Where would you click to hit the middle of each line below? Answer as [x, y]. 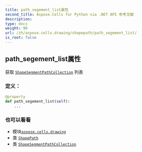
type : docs [16, 24]
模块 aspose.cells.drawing [39, 131]
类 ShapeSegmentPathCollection [44, 144]
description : [19, 19]
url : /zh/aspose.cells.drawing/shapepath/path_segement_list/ [71, 33]
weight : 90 [16, 28]
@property [15, 97]
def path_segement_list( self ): [38, 101]
